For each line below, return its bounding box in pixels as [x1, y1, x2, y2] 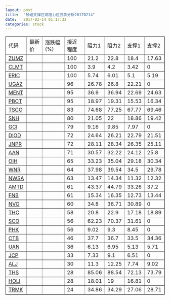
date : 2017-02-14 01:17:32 [5, 17, 67, 22]
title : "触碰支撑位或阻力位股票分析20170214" [5, 12, 95, 17]
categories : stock [5, 21, 44, 27]
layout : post [5, 7, 33, 13]
